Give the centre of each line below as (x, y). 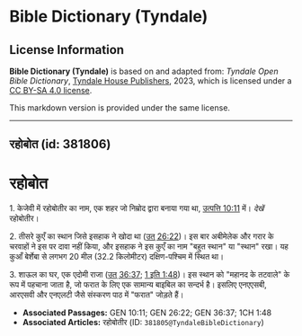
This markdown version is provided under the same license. (120, 108)
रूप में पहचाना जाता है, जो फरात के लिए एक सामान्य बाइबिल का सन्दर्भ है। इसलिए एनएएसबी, (138, 285)
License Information (67, 50)
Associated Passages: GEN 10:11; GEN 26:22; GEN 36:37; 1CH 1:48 (147, 313)
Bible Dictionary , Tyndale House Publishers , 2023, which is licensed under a (151, 81)
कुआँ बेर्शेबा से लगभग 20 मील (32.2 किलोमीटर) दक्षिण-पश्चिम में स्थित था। (117, 257)
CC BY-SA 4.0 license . (51, 90)
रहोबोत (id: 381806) (60, 144)
